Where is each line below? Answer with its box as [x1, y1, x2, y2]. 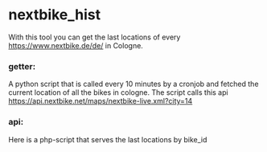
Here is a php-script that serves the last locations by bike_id [8, 134, 207, 144]
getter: [8, 60, 36, 72]
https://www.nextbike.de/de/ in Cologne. [8, 40, 143, 50]
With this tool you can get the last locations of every [8, 32, 181, 42]
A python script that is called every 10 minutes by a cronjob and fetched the [8, 79, 259, 89]
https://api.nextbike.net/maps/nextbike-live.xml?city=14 [8, 97, 193, 106]
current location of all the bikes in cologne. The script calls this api [8, 88, 228, 97]
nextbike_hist [8, 6, 101, 24]
